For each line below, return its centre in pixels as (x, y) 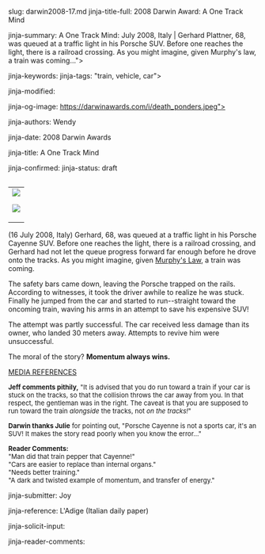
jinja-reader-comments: (47, 541)
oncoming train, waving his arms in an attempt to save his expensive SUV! (129, 309)
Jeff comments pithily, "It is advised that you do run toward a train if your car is (129, 387)
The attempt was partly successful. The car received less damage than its (129, 325)
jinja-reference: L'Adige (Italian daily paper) (78, 511)
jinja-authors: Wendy (42, 122)
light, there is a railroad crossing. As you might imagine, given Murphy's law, (132, 52)
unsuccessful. (31, 341)
